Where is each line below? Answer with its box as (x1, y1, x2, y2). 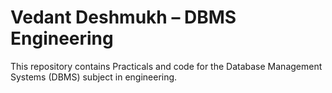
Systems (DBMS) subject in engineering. (10, 71, 178, 83)
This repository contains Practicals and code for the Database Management (10, 60, 323, 72)
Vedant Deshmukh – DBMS (10, 6, 237, 29)
